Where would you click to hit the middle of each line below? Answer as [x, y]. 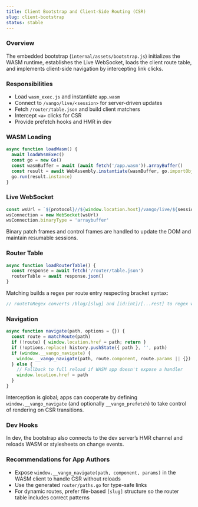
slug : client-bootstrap [35, 17]
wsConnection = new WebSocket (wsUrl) [52, 215]
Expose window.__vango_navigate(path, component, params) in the [95, 472]
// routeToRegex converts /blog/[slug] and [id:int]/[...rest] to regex [97, 304]
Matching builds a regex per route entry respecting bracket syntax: [88, 293]
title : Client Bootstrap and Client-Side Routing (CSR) [76, 11]
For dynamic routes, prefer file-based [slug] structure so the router [97, 491]
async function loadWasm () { [42, 149]
